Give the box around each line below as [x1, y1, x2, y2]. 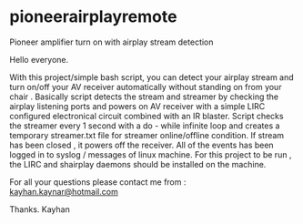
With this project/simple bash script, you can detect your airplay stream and [9, 71, 294, 83]
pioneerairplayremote [9, 6, 177, 27]
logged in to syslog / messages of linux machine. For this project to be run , [9, 148, 292, 160]
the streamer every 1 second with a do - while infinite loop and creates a [9, 120, 280, 131]
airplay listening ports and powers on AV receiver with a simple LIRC [9, 100, 266, 111]
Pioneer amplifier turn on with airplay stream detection [9, 36, 214, 47]
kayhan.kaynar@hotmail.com [9, 186, 118, 197]
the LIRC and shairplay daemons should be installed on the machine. [9, 158, 267, 169]
